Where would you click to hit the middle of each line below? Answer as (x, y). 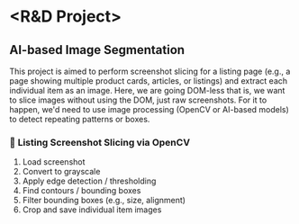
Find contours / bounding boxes (82, 191)
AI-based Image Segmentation (97, 50)
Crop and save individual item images (92, 210)
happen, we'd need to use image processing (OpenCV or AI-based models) (149, 109)
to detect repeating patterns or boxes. (80, 119)
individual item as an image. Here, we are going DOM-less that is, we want (147, 90)
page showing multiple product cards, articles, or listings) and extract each (149, 81)
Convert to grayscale (61, 172)
